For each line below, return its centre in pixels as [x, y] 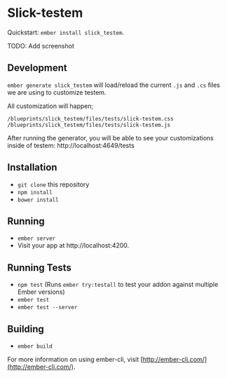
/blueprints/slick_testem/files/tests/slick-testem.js [89, 125]
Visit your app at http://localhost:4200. [73, 245]
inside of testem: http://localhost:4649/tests [71, 145]
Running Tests [39, 268]
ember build [35, 346]
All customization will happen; [50, 106]
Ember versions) [41, 292]
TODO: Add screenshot [41, 46]
